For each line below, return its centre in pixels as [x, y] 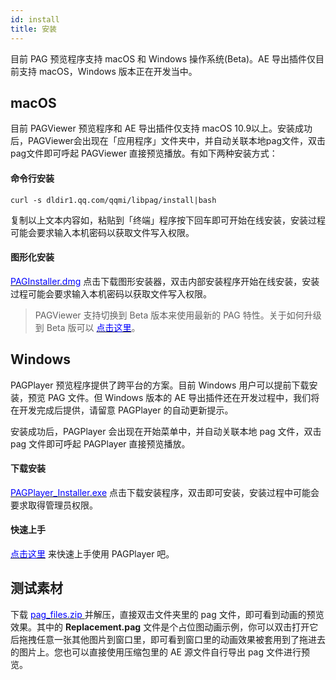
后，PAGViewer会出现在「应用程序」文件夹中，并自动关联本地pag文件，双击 [168, 141]
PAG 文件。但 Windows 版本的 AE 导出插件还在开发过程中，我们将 [183, 397]
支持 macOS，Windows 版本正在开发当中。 [108, 71]
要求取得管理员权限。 [54, 505]
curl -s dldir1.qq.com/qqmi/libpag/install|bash [113, 200]
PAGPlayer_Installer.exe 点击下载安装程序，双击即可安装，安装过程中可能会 [165, 492]
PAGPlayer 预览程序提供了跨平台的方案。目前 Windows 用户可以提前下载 [160, 385]
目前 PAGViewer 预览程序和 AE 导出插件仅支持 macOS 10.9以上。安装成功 [161, 128]
